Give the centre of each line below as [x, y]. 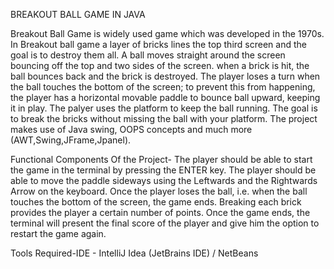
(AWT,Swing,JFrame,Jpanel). [71, 140]
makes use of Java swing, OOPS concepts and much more [131, 129]
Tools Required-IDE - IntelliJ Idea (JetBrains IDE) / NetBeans [134, 253]
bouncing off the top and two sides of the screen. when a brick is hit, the [160, 65]
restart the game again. [58, 233]
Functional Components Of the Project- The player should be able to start [161, 159]
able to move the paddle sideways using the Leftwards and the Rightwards [164, 180]
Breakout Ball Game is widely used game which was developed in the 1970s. [167, 33]
